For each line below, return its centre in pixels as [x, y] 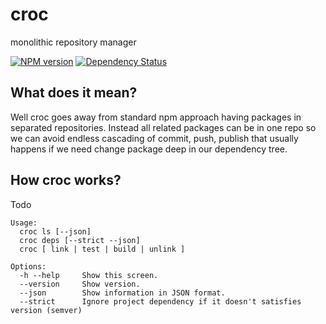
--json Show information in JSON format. [122, 293]
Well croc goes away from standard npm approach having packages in [156, 117]
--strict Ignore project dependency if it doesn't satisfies [160, 301]
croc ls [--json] [55, 231]
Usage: [24, 223]
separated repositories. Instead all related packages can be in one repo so [163, 127]
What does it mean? [74, 93]
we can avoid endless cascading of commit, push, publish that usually [154, 138]
